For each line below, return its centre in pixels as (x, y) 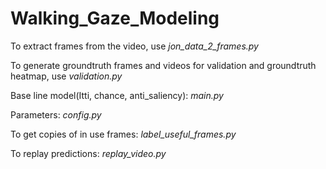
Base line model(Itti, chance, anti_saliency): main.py (117, 95)
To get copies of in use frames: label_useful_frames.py (123, 134)
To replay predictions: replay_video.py (88, 153)
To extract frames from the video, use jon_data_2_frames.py (134, 46)
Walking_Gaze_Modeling (115, 18)
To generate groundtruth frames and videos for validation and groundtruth (163, 65)
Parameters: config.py (56, 114)
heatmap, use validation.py (66, 76)
